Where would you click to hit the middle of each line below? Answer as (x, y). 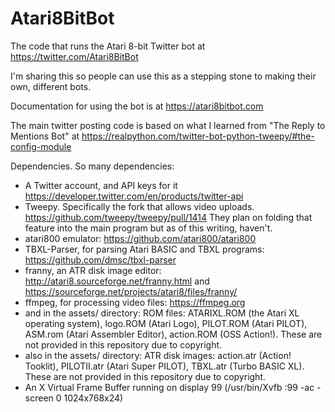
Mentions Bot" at (45, 136)
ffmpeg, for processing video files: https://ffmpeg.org (135, 302)
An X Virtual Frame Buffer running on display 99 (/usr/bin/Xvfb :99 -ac (169, 387)
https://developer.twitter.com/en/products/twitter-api (134, 196)
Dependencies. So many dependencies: (92, 166)
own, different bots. (51, 86)
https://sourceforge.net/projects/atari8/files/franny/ (131, 291)
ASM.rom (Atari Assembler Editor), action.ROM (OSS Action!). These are (173, 334)
